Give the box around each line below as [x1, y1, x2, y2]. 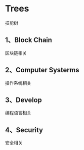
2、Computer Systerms [5, 66, 80, 74]
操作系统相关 [5, 80, 31, 86]
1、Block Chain [5, 36, 52, 45]
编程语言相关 [5, 110, 31, 116]
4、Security [5, 126, 43, 134]
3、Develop [5, 96, 42, 104]
